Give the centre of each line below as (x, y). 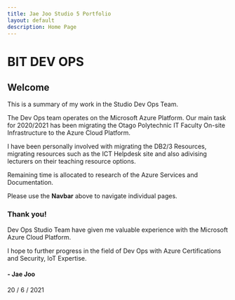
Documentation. (31, 183)
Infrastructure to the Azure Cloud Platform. (69, 133)
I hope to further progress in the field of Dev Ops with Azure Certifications (114, 251)
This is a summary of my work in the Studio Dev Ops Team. (93, 104)
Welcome (28, 87)
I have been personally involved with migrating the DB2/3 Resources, (107, 146)
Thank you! (27, 214)
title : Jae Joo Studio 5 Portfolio (59, 14)
